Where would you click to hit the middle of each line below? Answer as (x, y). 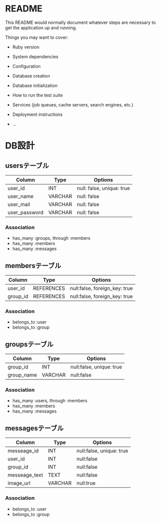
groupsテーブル (29, 344)
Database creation (31, 76)
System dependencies (35, 56)
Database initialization (35, 86)
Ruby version (26, 47)
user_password (26, 212)
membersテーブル (33, 266)
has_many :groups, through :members (51, 238)
